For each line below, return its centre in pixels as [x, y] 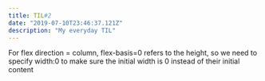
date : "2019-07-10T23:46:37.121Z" [66, 23]
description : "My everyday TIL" [62, 30]
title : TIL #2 [30, 15]
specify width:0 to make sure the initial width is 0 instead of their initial [124, 61]
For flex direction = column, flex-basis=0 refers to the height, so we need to [133, 53]
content [21, 70]
